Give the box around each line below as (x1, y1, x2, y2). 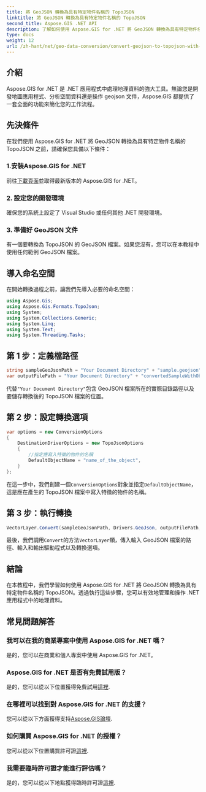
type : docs (6, 32, 34, 38)
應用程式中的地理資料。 (6, 596, 66, 604)
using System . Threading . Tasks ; (6, 332, 86, 338)
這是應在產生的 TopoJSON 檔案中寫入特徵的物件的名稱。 (6, 488, 150, 496)
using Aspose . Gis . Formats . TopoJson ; (6, 304, 100, 310)
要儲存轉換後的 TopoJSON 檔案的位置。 (6, 392, 107, 399)
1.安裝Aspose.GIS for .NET (6, 162, 86, 171)
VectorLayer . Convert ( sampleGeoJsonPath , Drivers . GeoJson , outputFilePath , (6, 525, 202, 531)
